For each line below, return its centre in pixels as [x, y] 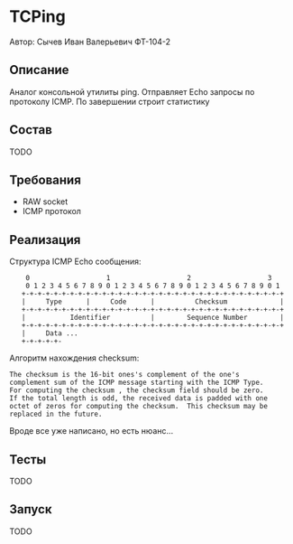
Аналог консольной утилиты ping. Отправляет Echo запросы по [132, 91]
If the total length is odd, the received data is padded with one [139, 399]
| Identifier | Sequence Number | [152, 318]
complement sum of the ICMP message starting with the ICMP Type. [137, 383]
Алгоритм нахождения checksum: [74, 358]
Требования [45, 179]
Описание [39, 70]
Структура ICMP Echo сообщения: [75, 262]
